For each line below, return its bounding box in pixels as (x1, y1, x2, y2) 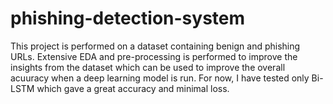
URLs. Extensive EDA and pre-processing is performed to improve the (10, 50, 298, 62)
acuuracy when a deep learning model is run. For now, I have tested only (10, 72, 310, 84)
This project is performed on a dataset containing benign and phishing (10, 40, 301, 52)
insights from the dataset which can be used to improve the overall (10, 61, 286, 73)
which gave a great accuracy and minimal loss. (36, 82, 230, 94)
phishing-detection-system (10, 7, 246, 30)
